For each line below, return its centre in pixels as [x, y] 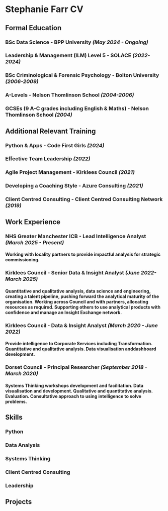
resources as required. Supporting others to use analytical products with [83, 307]
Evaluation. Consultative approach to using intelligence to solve [73, 396]
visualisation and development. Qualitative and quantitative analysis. [79, 391]
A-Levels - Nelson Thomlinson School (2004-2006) [70, 95]
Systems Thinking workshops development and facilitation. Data [74, 385]
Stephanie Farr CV [45, 9]
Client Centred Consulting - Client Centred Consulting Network [84, 199]
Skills [14, 417]
